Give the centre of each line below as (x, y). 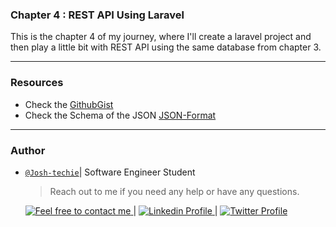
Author (28, 150)
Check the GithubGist (69, 104)
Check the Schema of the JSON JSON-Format (120, 115)
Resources (37, 83)
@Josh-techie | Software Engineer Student (110, 172)
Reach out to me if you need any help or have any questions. (174, 191)
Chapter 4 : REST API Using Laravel (97, 15)
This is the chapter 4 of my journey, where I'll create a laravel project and (161, 37)
